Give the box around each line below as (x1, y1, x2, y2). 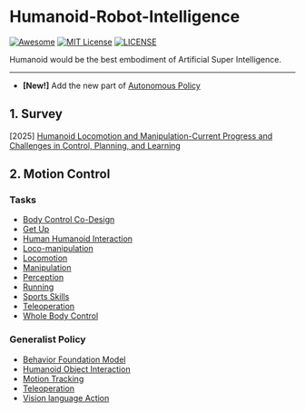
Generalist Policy (9, 333, 86, 346)
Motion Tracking (22, 373, 84, 384)
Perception (22, 272, 64, 283)
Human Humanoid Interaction (22, 233, 133, 244)
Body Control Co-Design (22, 214, 115, 225)
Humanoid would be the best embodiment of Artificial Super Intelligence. (9, 54, 282, 64)
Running (22, 281, 54, 292)
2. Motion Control (9, 166, 111, 182)
